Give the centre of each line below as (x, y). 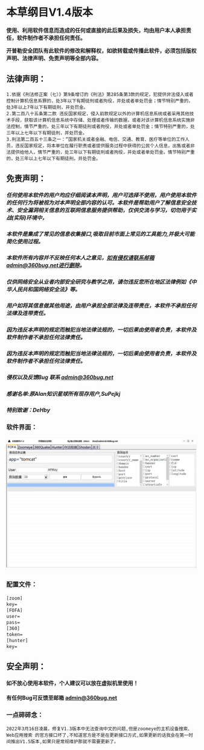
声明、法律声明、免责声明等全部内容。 (54, 58)
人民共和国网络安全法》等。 (46, 289)
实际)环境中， (30, 217)
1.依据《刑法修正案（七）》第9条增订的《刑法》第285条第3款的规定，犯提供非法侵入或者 (100, 94)
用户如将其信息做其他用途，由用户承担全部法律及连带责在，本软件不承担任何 (101, 306)
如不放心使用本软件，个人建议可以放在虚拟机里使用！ (72, 683)
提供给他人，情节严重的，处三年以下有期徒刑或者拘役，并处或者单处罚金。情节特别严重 (103, 152)
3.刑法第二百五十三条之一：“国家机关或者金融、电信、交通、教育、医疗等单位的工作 (96, 139)
